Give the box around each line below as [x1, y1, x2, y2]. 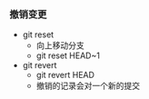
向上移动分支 [35, 40, 84, 51]
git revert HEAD [35, 70, 95, 81]
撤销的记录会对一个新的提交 [35, 80, 141, 92]
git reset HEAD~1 [35, 50, 100, 61]
